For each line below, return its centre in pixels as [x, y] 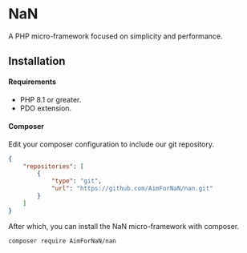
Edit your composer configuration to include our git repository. [111, 144]
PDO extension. [46, 108]
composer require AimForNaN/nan [62, 241]
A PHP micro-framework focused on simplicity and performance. [115, 36]
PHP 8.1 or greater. [51, 99]
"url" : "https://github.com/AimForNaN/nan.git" [132, 189]
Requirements [32, 82]
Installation [37, 61]
